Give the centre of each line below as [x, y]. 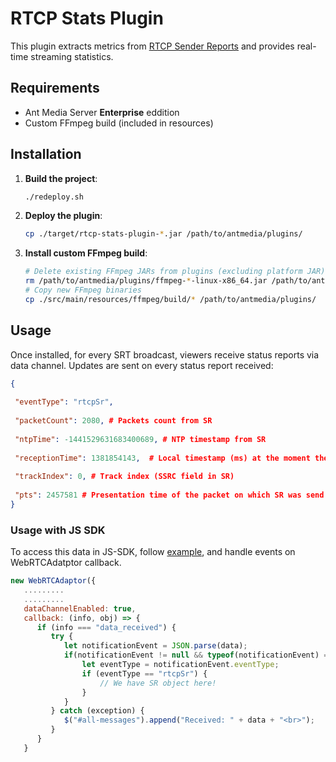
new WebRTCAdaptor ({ [53, 581]
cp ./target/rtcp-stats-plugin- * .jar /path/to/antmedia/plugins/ [163, 234]
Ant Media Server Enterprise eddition [102, 112]
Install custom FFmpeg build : [86, 253]
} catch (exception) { [97, 711]
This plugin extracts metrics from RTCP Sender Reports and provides [152, 46]
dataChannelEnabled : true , [80, 608]
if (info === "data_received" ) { [106, 627]
